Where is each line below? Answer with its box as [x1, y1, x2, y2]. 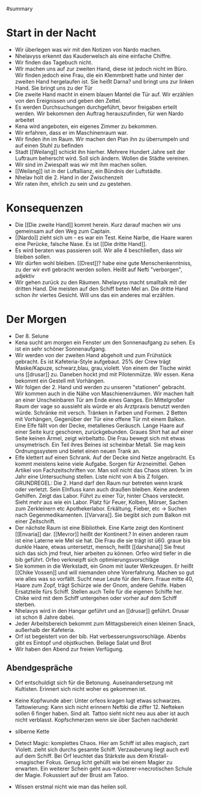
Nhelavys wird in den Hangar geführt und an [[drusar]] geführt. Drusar [14, 607, 190, 614]
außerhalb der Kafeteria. [14, 626, 76, 633]
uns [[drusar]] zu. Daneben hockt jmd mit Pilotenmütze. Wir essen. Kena [14, 370, 194, 378]
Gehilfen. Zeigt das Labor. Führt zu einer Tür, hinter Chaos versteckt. [14, 492, 185, 499]
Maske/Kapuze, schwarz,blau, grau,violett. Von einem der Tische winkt [14, 364, 191, 372]
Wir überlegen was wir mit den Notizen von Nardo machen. [14, 46, 162, 53]
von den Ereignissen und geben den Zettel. [14, 97, 122, 104]
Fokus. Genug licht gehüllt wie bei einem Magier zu [46, 758, 173, 766]
